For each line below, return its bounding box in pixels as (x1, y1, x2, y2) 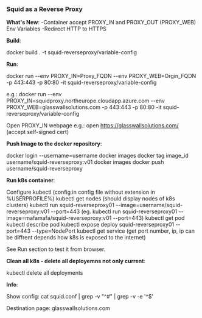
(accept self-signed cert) (6, 129, 69, 136)
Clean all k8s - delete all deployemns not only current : (6, 258, 146, 265)
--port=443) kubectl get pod (113, 214, 185, 222)
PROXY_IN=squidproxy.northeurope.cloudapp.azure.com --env (6, 97, 165, 105)
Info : (6, 281, 18, 288)
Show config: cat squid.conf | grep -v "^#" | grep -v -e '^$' (6, 293, 154, 300)
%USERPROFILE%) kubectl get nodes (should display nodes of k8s (6, 195, 175, 202)
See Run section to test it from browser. (6, 246, 106, 253)
